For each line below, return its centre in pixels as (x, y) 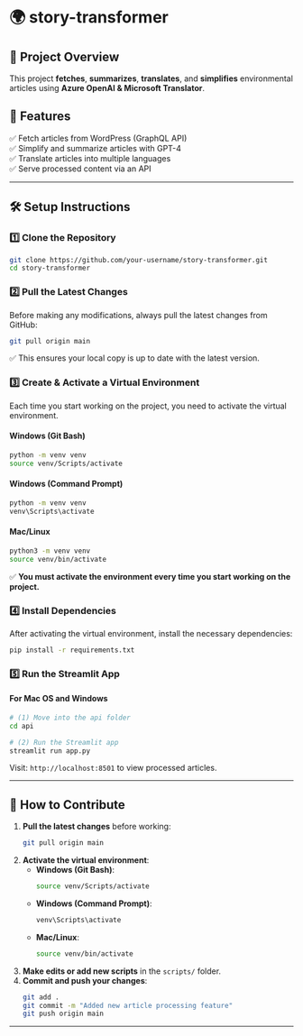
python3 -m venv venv (50, 551)
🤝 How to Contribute (68, 805)
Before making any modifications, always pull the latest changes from (138, 315)
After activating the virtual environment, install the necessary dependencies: (151, 633)
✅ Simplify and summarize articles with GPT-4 (96, 148)
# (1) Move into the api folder (70, 718)
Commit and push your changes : (85, 980)
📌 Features (40, 117)
